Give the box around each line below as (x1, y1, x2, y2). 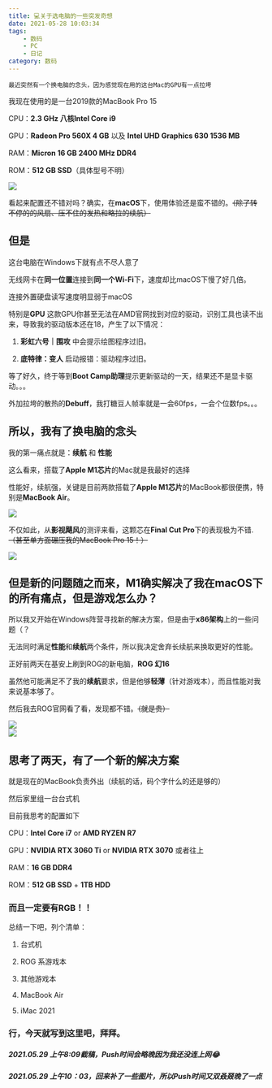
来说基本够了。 (8, 687, 58, 696)
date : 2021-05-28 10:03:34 (8, 20, 100, 28)
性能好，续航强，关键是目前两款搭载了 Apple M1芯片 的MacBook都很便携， (8, 482, 257, 492)
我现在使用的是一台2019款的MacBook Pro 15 (8, 96, 158, 106)
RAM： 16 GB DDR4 (8, 863, 73, 873)
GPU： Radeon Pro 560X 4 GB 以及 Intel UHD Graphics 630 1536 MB (8, 131, 240, 141)
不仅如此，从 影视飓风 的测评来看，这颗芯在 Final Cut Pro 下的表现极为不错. (8, 525, 254, 535)
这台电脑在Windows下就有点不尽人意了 (8, 257, 140, 267)
